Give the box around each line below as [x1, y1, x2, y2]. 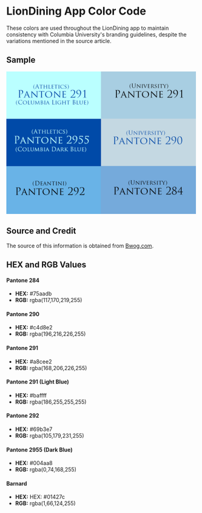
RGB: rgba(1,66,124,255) [15, 500, 76, 507]
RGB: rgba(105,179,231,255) [15, 432, 84, 439]
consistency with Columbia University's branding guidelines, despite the [6, 30, 187, 38]
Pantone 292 [6, 412, 39, 419]
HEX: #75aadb [15, 290, 52, 297]
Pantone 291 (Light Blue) [6, 378, 70, 385]
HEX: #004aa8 [15, 460, 53, 467]
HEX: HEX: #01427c [15, 494, 66, 501]
